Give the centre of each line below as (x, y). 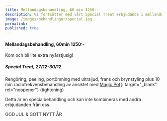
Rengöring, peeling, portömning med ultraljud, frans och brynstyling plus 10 (83, 79)
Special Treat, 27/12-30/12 (33, 66)
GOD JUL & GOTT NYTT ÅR (34, 115)
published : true (22, 28)
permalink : (16, 24)
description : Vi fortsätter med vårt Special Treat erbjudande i (74, 14)
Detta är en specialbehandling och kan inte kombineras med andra (73, 100)
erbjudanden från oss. (28, 105)
